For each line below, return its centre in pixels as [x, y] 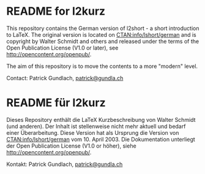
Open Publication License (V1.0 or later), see [62, 48]
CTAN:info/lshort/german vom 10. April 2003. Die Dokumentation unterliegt [101, 139]
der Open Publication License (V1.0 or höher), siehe [71, 146]
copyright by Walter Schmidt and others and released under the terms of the [103, 41]
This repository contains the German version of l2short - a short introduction [103, 28]
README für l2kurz [56, 103]
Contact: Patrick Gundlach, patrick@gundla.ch [65, 78]
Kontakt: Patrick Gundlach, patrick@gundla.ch [65, 164]
